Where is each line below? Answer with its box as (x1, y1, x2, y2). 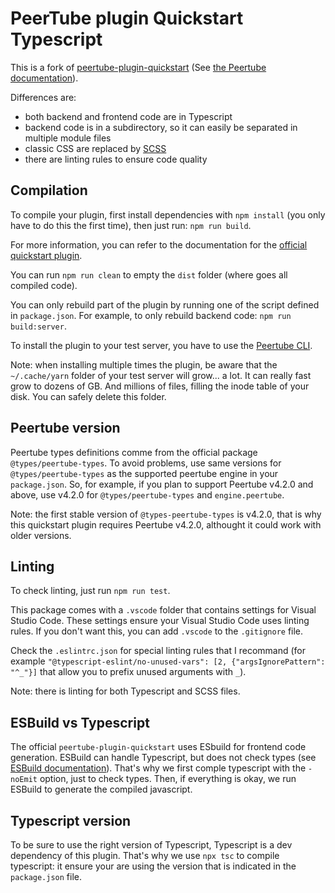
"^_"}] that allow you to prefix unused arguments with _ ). (10, 666, 247, 678)
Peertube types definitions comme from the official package (10, 446, 258, 458)
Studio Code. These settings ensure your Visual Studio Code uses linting (10, 615, 310, 627)
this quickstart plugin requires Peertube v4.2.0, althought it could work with (10, 518, 322, 531)
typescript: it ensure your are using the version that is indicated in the (10, 860, 297, 872)
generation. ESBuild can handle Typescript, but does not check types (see (10, 752, 317, 764)
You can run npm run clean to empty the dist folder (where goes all (10, 268, 288, 281)
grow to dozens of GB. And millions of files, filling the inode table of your (10, 380, 310, 392)
